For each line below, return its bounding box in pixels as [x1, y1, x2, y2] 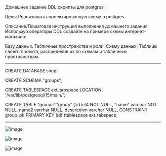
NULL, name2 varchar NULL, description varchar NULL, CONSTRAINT [5, 107, 148, 113]
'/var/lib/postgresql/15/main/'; [5, 92, 66, 98]
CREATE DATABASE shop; [5, 68, 58, 73]
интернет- [124, 29, 146, 34]
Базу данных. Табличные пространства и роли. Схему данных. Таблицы [5, 43, 158, 49]
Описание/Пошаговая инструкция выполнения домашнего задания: [5, 23, 149, 29]
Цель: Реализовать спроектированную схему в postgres [5, 14, 124, 19]
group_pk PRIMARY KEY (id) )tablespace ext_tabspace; [5, 112, 118, 118]
